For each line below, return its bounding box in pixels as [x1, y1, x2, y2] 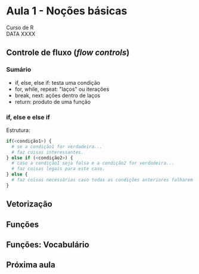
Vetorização [6, 199, 52, 210]
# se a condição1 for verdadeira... [11, 143, 102, 150]
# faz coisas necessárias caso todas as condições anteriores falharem [11, 177, 194, 183]
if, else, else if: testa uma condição [14, 79, 101, 86]
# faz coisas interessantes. [11, 149, 84, 155]
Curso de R [6, 24, 34, 31]
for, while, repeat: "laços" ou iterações [14, 85, 110, 93]
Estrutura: [6, 127, 30, 134]
